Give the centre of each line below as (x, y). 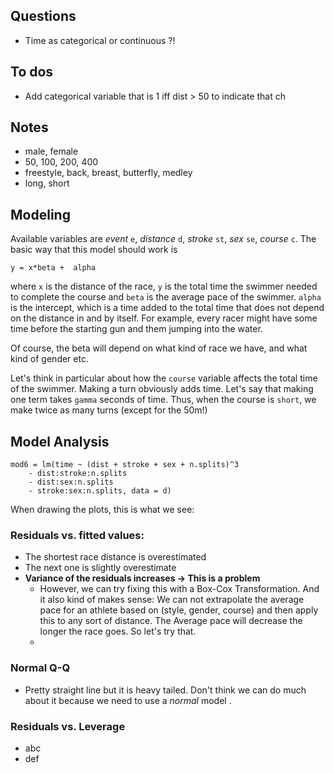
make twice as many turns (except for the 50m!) (109, 410)
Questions (43, 16)
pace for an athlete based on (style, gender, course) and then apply (179, 610)
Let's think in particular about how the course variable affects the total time (164, 378)
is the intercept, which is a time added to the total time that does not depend (167, 308)
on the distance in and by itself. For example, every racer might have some (164, 318)
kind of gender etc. (49, 359)
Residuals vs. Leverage (68, 726)
